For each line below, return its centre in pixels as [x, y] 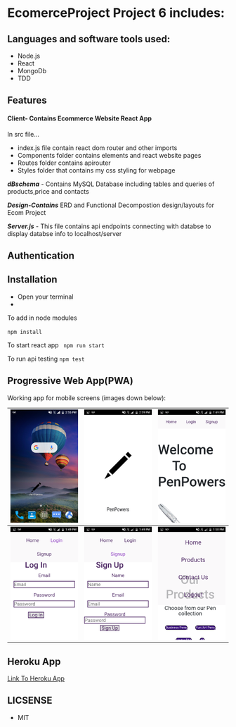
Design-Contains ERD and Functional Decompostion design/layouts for [111, 205]
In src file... [24, 134]
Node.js [29, 56]
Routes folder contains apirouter [64, 163]
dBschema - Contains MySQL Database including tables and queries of [111, 184]
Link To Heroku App [36, 678]
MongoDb [32, 71]
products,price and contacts [48, 191]
